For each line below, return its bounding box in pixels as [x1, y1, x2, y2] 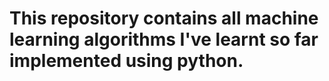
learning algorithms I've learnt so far [9, 28, 319, 51]
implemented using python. [9, 50, 244, 72]
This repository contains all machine [9, 7, 319, 30]
